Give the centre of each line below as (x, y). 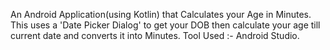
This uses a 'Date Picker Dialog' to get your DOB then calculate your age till (165, 25)
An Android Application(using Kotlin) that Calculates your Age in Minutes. (161, 14)
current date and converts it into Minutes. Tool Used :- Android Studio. (155, 35)
